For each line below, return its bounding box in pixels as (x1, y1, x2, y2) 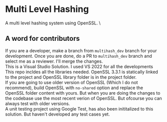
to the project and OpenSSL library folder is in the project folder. (5, 74, 137, 80)
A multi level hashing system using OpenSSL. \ (5, 20, 101, 26)
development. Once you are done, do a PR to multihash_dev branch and (5, 53, 152, 59)
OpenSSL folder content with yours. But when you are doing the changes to (5, 90, 161, 96)
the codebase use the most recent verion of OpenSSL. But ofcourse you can (5, 95, 162, 101)
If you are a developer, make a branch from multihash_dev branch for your (5, 47, 157, 53)
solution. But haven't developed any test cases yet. (5, 111, 110, 117)
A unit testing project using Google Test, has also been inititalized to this (5, 106, 154, 112)
